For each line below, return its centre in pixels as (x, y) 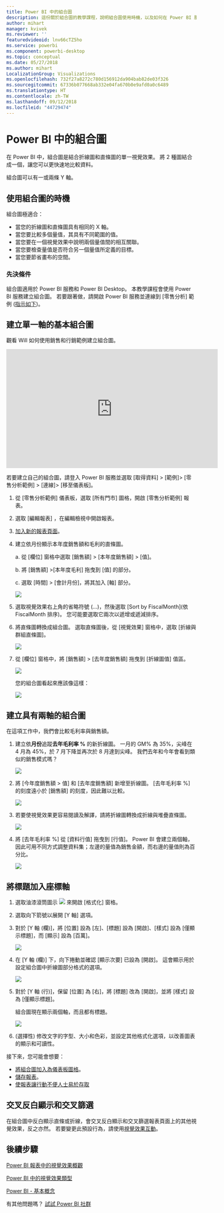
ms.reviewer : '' (27, 34)
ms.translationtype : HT (36, 91)
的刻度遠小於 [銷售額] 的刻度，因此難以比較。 (71, 791)
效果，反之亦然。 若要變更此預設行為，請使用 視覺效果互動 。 (86, 1128)
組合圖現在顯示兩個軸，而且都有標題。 (62, 1012)
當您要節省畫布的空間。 (44, 257)
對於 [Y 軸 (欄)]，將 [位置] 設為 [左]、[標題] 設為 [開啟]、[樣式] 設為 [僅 (102, 928)
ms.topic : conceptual (34, 57)
